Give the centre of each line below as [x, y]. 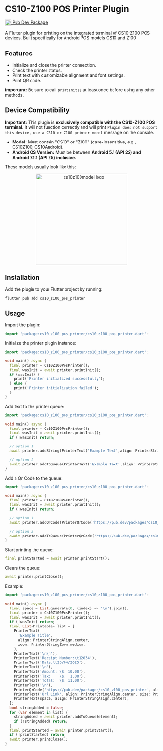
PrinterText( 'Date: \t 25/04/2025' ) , [50, 662]
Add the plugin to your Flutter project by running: [54, 289]
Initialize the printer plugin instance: [41, 343]
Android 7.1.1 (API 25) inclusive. [44, 157]
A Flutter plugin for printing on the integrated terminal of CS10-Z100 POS [78, 33]
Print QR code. [27, 80]
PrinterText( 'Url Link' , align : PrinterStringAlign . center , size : [82, 694]
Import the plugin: [23, 325]
